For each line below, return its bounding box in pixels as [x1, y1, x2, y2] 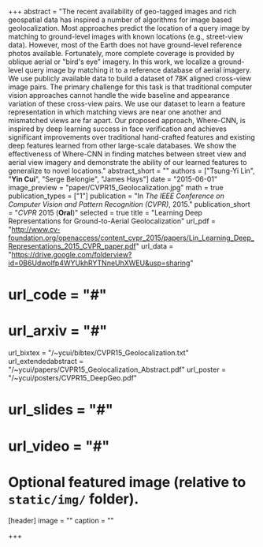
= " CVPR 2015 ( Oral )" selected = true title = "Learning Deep [8, 208, 203, 217]
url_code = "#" [8, 286, 108, 304]
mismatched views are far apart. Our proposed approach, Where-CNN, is [8, 116, 246, 125]
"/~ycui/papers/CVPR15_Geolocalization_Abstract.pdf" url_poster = [8, 365, 227, 374]
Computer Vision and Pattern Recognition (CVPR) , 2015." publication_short [8, 200, 250, 208]
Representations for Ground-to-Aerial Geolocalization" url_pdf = [8, 216, 217, 226]
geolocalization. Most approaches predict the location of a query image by [8, 24, 250, 32]
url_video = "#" [8, 437, 110, 455]
